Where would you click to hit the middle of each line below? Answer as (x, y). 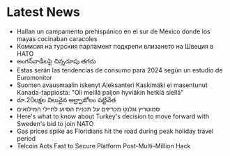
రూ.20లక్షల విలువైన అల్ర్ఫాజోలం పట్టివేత (66, 100)
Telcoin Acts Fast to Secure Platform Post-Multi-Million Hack (103, 146)
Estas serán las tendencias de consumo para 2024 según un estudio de (120, 70)
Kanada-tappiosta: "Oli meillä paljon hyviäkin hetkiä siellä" (100, 92)
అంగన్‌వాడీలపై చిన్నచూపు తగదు (56, 61)
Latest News (44, 12)
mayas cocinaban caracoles (57, 38)
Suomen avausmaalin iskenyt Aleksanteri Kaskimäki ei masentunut (112, 85)
